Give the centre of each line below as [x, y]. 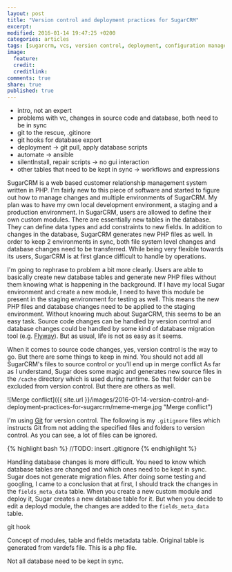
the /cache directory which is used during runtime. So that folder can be [109, 379]
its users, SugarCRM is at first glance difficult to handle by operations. [107, 256]
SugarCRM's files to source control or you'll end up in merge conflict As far [114, 364]
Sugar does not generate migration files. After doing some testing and [106, 477]
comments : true [29, 78]
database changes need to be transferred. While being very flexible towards [115, 249]
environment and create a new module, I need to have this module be [106, 292]
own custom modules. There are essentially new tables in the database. [109, 220]
